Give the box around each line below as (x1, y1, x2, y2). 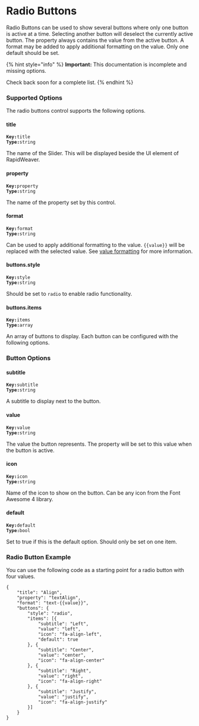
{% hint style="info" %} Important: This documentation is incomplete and (6, 61, 187, 68)
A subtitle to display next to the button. (6, 398, 101, 405)
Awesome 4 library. (6, 495, 53, 502)
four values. (6, 573, 36, 580)
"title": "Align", (17, 589, 62, 596)
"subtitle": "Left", (37, 621, 89, 627)
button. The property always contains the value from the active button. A (6, 36, 184, 44)
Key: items (6, 317, 31, 323)
